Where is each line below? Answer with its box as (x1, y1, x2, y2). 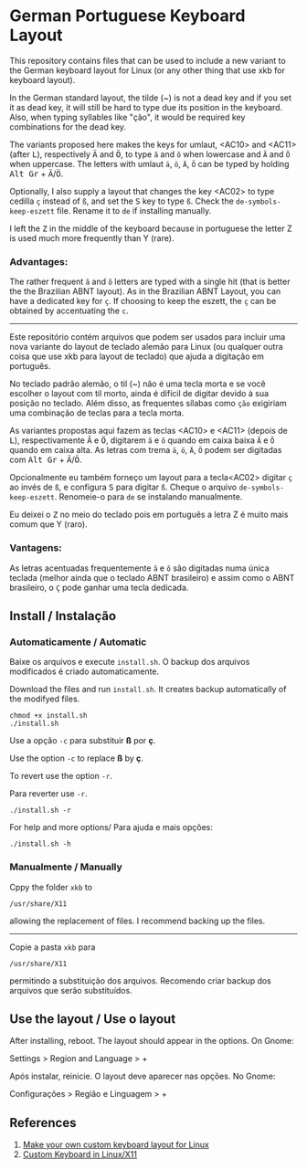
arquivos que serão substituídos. (9, 985, 132, 995)
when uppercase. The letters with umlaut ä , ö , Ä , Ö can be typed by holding (9, 158, 290, 169)
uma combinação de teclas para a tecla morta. (9, 407, 185, 418)
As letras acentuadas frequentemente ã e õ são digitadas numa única (9, 563, 270, 574)
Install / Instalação (9, 608, 117, 624)
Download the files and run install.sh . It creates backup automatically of (9, 684, 287, 695)
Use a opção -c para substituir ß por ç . (9, 735, 156, 746)
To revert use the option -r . (9, 771, 112, 782)
